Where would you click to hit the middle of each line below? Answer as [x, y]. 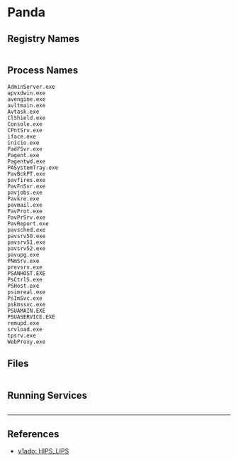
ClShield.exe [27, 118]
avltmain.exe [27, 105]
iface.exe [22, 136]
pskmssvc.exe [27, 304]
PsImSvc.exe [25, 298]
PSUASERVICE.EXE [31, 317]
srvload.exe [25, 329]
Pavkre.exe [23, 199]
